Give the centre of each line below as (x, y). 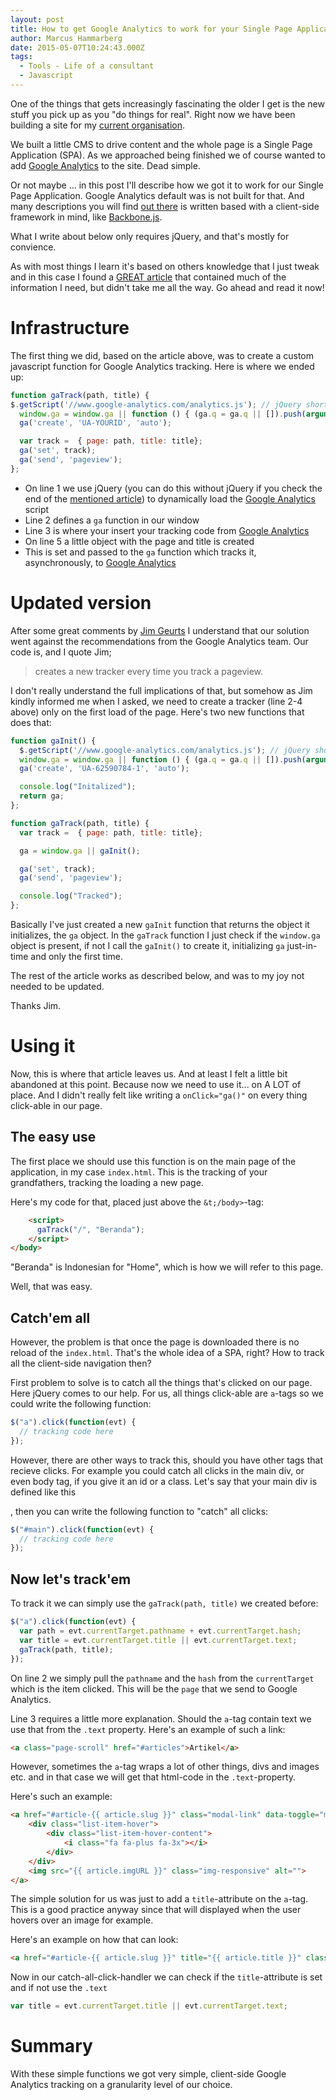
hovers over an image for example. (82, 1920)
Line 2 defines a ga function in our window (112, 520)
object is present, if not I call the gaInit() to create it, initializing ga (147, 945)
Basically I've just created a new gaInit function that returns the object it (160, 924)
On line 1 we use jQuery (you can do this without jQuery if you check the (173, 488)
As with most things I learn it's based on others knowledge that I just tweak (165, 266)
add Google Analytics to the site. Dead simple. (105, 165)
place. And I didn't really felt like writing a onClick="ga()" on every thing (159, 1095)
